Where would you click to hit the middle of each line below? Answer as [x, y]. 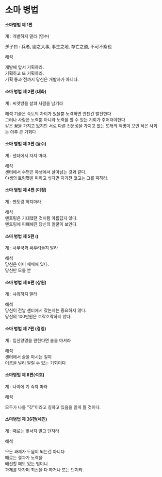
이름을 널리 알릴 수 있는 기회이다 [36, 363]
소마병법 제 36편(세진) [26, 419]
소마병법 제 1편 [19, 24]
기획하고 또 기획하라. [24, 73]
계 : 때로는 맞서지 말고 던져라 [32, 431]
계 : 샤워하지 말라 [21, 294]
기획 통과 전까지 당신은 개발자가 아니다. [42, 79]
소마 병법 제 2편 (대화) [26, 91]
